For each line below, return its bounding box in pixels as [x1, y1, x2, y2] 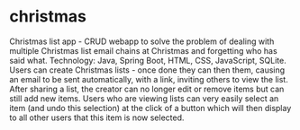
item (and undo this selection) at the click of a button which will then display [9, 102, 292, 113]
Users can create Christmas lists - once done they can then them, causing [9, 65, 286, 75]
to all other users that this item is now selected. [9, 112, 185, 123]
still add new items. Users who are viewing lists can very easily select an [9, 92, 279, 104]
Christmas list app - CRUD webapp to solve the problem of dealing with [9, 36, 275, 47]
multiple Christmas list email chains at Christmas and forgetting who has [9, 45, 277, 56]
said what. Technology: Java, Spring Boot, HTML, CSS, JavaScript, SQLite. [9, 55, 286, 65]
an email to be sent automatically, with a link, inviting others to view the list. [9, 74, 288, 84]
